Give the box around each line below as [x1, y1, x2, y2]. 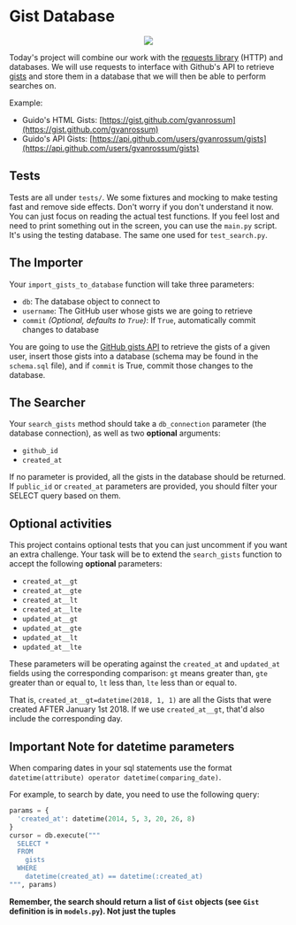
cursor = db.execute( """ [9, 830, 101, 840]
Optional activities [9, 516, 112, 531]
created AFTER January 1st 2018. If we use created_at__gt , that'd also [9, 704, 265, 714]
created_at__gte [21, 587, 82, 596]
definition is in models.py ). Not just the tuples [9, 906, 177, 916]
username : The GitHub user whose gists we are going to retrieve [21, 305, 254, 316]
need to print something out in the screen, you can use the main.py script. [9, 220, 277, 231]
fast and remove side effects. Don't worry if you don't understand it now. [9, 201, 274, 212]
